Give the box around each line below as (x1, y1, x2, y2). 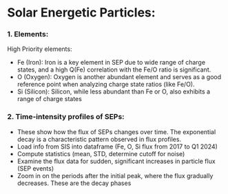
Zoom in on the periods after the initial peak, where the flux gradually (17, 171, 214, 180)
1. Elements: (7, 30, 49, 39)
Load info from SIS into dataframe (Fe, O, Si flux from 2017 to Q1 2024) (17, 142, 218, 151)
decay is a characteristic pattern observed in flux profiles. (17, 135, 181, 143)
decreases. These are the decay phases (17, 179, 132, 187)
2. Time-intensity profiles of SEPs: (7, 112, 125, 122)
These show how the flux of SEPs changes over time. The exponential (17, 127, 216, 136)
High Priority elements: (7, 45, 72, 53)
